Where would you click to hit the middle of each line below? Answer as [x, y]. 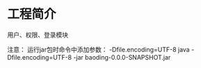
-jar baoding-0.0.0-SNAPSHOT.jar [122, 57]
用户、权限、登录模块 [38, 35]
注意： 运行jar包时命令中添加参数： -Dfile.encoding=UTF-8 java [98, 49]
